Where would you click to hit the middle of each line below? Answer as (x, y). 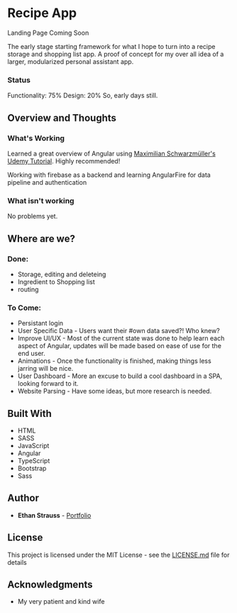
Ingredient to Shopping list (56, 281)
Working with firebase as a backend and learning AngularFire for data (109, 175)
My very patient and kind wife (61, 602)
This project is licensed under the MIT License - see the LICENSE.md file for (118, 555)
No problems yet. (33, 216)
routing (28, 289)
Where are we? (42, 238)
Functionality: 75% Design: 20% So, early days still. (83, 96)
